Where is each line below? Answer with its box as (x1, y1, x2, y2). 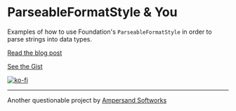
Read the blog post (7, 48, 63, 57)
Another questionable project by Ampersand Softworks (7, 96, 167, 104)
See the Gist (7, 62, 44, 70)
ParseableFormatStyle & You (7, 4, 178, 20)
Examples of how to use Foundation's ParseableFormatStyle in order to (7, 27, 212, 36)
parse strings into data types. (7, 34, 93, 43)
